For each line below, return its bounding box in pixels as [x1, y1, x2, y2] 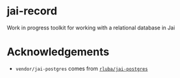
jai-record [7, 4, 58, 18]
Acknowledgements [7, 45, 110, 59]
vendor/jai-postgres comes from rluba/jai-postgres [15, 65, 148, 72]
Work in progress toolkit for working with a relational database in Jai [7, 24, 175, 31]
